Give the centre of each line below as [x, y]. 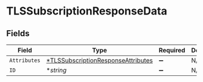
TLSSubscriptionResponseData [87, 11]
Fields [18, 33]
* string [56, 70]
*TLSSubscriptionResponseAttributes [99, 60]
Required [172, 50]
